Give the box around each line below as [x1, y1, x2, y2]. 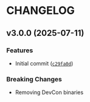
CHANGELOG [6, 4, 75, 18]
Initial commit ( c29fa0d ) [15, 59, 74, 67]
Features [6, 46, 33, 55]
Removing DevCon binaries [15, 89, 84, 96]
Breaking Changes [6, 75, 63, 83]
